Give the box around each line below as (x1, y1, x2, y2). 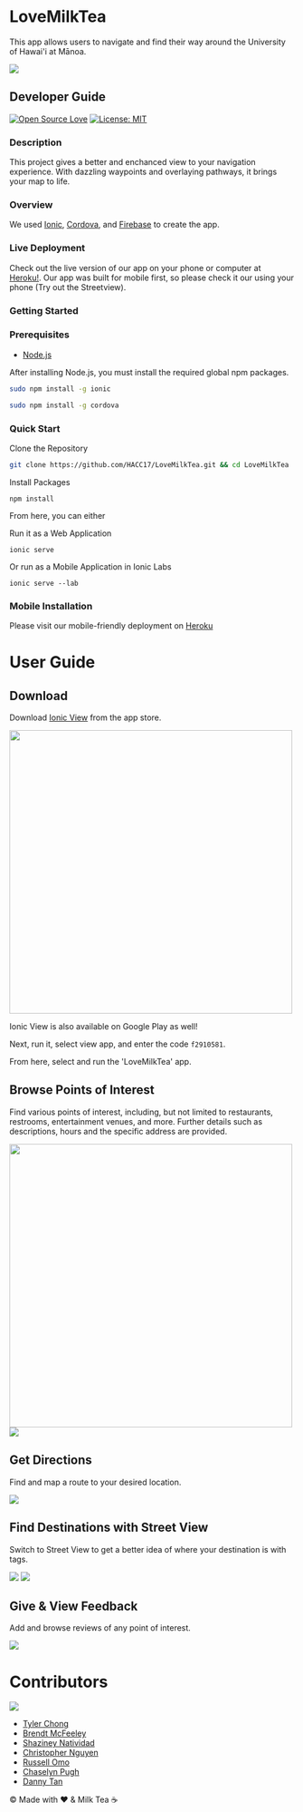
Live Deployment (9, 242, 86, 255)
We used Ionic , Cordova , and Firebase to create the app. (9, 219, 220, 230)
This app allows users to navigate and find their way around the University (9, 36, 287, 47)
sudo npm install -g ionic (9, 384, 111, 394)
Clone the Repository (9, 443, 89, 453)
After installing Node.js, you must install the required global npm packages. (9, 366, 289, 377)
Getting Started (9, 304, 79, 317)
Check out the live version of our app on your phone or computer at (9, 262, 261, 273)
